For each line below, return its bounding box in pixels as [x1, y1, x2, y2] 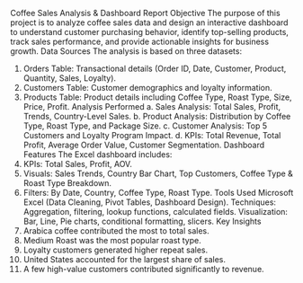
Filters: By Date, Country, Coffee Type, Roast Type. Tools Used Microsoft [22, 188, 294, 198]
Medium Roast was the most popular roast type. [22, 235, 201, 245]
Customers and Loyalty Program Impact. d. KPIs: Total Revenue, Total [22, 130, 281, 140]
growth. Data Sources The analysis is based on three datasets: [10, 46, 242, 57]
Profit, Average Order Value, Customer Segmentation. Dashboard [22, 139, 264, 150]
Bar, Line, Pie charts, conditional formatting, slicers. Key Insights [22, 216, 262, 226]
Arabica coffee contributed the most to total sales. [22, 226, 209, 236]
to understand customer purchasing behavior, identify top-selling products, [10, 27, 289, 37]
